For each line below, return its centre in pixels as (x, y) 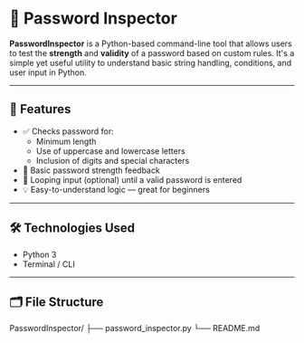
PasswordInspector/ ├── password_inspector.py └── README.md (135, 329)
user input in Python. (48, 72)
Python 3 (39, 254)
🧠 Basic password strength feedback (91, 170)
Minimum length (66, 141)
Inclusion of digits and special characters (113, 160)
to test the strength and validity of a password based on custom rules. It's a (152, 52)
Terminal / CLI (48, 264)
